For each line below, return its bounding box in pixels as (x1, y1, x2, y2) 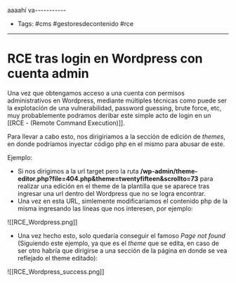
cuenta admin (7, 66, 89, 81)
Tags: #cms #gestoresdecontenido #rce (17, 20, 134, 27)
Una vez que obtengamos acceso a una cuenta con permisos (7, 88, 185, 97)
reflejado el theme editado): (17, 254, 98, 262)
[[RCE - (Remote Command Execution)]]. (7, 119, 125, 127)
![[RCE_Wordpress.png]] (7, 218, 78, 226)
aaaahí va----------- (7, 6, 67, 14)
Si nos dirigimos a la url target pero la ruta (17, 166, 139, 175)
